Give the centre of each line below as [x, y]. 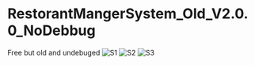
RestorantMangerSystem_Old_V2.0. [128, 14]
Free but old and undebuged [54, 52]
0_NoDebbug [51, 31]
